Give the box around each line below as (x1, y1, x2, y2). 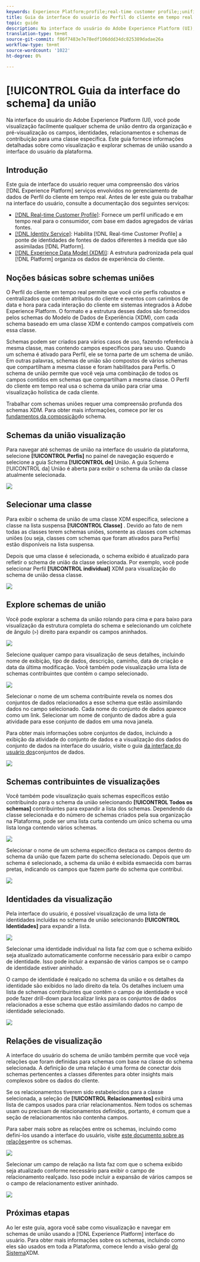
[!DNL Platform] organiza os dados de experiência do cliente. (14, 255, 165, 263)
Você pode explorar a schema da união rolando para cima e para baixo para (6, 616, 192, 623)
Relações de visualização (6, 1036, 102, 1046)
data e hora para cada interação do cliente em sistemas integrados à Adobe (6, 301, 192, 308)
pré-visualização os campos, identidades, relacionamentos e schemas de (6, 129, 187, 136)
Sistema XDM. (6, 1249, 40, 1256)
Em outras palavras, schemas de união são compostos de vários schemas (6, 357, 188, 364)
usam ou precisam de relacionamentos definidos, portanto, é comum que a (6, 1108, 190, 1115)
